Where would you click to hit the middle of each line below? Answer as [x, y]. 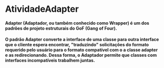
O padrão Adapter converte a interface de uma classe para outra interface [82, 39]
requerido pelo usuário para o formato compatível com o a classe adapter [82, 50]
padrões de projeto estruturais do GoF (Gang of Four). [61, 28]
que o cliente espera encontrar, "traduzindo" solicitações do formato [77, 45]
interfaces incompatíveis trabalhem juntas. [50, 61]
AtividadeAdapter [42, 9]
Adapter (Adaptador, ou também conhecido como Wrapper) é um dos [77, 23]
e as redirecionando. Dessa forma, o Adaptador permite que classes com [81, 55]
